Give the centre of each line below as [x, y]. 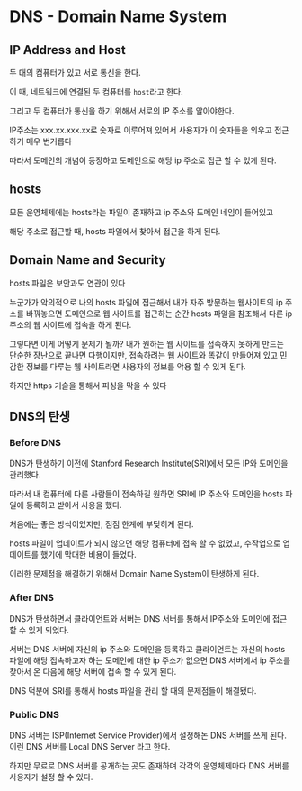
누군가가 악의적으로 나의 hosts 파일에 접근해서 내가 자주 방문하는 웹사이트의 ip [146, 302]
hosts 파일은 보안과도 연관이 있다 [67, 283]
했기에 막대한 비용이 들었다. [88, 555]
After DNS [32, 598]
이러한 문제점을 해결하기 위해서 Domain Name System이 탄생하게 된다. [134, 574]
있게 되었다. [49, 630]
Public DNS [35, 714]
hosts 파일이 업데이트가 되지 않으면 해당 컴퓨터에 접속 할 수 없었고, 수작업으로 [145, 543]
